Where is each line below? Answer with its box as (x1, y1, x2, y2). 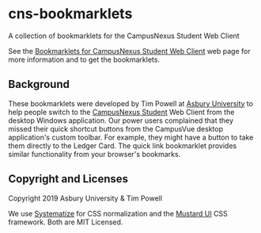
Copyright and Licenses (8, 172, 129, 186)
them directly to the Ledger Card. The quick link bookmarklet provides (8, 140, 237, 151)
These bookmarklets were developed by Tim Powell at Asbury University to (8, 98, 254, 108)
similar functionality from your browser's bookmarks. (8, 149, 181, 159)
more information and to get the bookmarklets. (8, 55, 161, 64)
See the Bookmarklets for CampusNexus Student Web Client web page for (8, 46, 251, 55)
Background (8, 78, 70, 91)
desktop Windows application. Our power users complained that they (8, 116, 234, 125)
